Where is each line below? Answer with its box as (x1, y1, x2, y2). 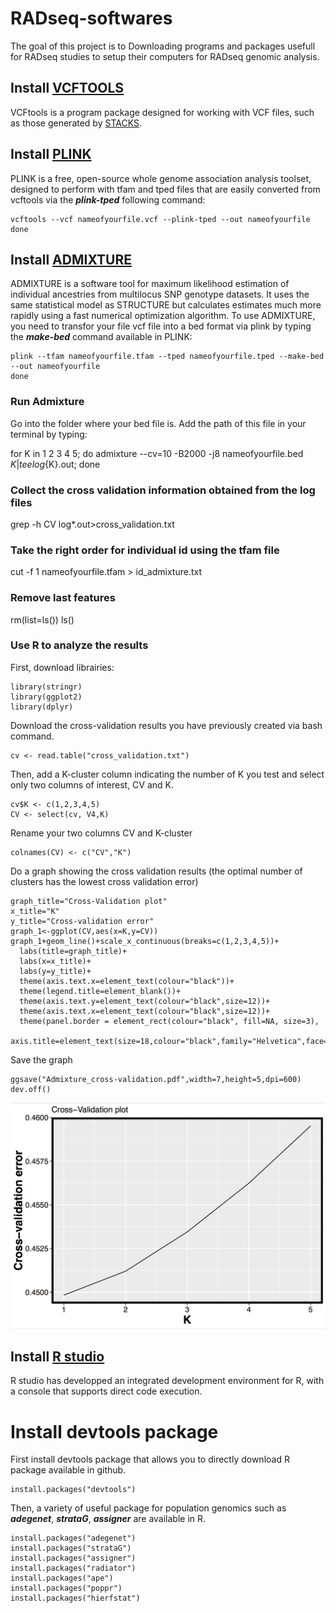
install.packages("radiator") (10, 1563, 137, 1574)
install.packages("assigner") (10, 1553, 137, 1564)
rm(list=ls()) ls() (10, 613, 75, 626)
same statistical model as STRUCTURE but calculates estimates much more (10, 299, 322, 311)
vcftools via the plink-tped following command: (10, 193, 206, 206)
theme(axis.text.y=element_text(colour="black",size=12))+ (19, 996, 271, 1006)
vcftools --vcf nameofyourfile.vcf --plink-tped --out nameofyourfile (10, 214, 311, 224)
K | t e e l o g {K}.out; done (10, 458, 101, 470)
